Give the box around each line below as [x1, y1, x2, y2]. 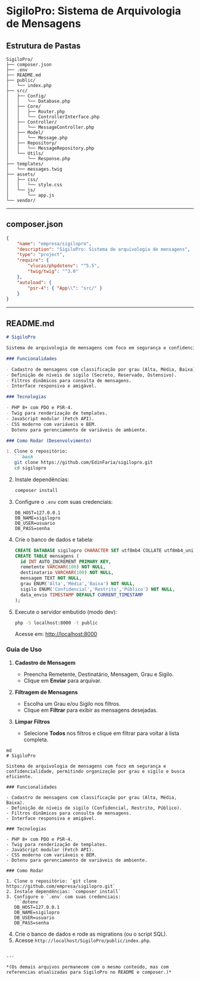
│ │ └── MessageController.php [6, 124, 95, 130]
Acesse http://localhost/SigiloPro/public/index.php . [14, 936, 151, 944]
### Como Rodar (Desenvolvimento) [6, 438, 92, 444]
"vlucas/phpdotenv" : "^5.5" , [27, 263, 100, 269]
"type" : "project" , [17, 252, 65, 258]
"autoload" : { [17, 279, 52, 285]
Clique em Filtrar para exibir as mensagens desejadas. [23, 706, 158, 714]
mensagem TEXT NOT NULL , [20, 575, 82, 582]
